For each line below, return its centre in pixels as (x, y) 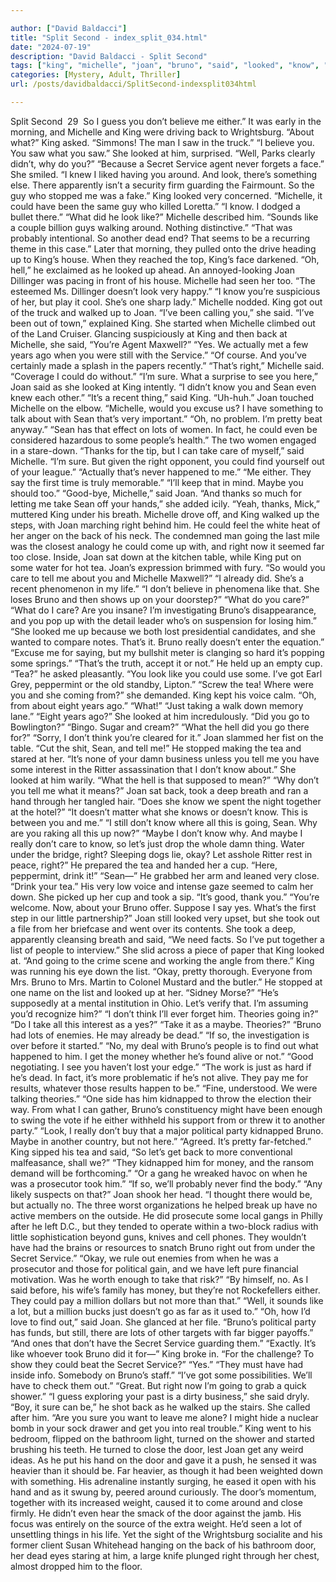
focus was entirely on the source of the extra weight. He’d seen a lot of (156, 1523)
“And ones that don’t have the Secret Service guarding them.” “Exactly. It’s (163, 1343)
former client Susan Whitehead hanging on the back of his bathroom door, (163, 1545)
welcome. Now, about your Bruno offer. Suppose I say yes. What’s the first (163, 907)
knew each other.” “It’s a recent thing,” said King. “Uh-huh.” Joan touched (162, 397)
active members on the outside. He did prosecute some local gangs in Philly (166, 1215)
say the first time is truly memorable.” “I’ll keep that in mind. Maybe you (157, 482)
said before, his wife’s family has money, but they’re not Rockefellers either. (165, 1290)
